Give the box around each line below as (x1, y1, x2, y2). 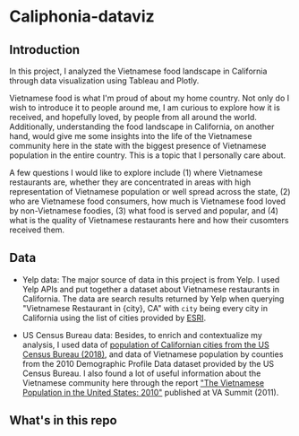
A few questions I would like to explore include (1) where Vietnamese (9, 168, 263, 178)
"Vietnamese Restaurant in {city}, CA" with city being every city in (21, 302, 269, 313)
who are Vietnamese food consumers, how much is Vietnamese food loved (9, 196, 286, 206)
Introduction (9, 42, 81, 57)
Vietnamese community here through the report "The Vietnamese (21, 377, 265, 388)
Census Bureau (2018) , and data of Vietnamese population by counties (21, 348, 284, 360)
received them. (9, 224, 65, 235)
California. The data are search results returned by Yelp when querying (21, 293, 285, 304)
